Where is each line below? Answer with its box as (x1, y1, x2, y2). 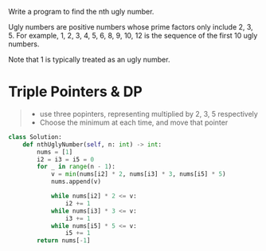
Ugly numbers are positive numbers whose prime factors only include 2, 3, (8, 22, 253, 31)
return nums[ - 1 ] (37, 237, 91, 245)
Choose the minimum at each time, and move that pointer (39, 118, 229, 127)
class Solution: (8, 133, 62, 141)
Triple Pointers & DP (8, 83, 143, 101)
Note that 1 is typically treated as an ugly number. (8, 55, 170, 64)
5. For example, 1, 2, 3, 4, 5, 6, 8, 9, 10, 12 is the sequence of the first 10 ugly (8, 31, 258, 40)
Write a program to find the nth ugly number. (8, 7, 155, 16)
